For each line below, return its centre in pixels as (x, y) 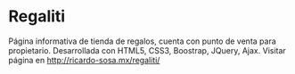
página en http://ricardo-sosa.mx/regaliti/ (84, 60)
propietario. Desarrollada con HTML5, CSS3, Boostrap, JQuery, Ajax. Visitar (147, 50)
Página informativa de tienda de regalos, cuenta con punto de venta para (143, 41)
